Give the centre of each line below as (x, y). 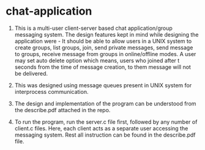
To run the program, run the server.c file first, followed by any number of (106, 122)
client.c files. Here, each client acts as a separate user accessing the (101, 128)
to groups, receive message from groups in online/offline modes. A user (105, 54)
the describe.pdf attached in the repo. (62, 110)
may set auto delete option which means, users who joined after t (97, 60)
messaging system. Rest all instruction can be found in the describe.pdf (105, 135)
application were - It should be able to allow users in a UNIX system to (103, 41)
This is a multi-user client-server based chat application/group (93, 28)
